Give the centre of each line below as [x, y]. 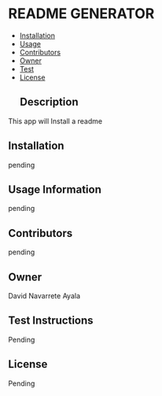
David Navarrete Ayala [44, 296]
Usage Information [55, 189]
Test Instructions [51, 321]
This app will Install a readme [55, 121]
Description [49, 102]
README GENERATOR [81, 14]
